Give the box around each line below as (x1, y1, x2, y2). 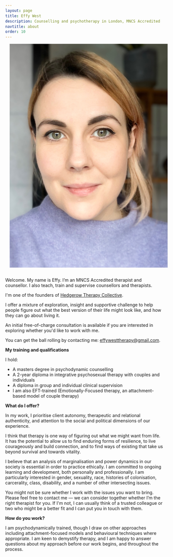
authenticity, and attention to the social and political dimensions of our (5, 418, 150, 424)
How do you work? (5, 515, 45, 521)
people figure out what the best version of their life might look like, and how (5, 307, 161, 313)
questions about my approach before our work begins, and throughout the (5, 540, 159, 546)
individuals (12, 377, 35, 383)
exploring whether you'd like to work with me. (5, 327, 100, 333)
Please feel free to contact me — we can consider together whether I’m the (5, 494, 160, 501)
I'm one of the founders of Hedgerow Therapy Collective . (5, 292, 124, 298)
